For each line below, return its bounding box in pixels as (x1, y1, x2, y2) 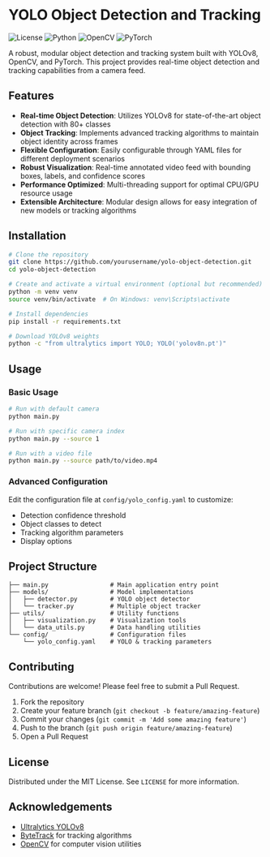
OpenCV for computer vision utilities (19, 838, 142, 849)
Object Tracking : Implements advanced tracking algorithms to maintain (19, 127, 259, 137)
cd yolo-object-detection (8, 265, 96, 273)
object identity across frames (19, 136, 118, 146)
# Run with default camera (8, 405, 100, 413)
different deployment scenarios (19, 153, 126, 163)
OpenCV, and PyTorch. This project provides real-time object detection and (8, 57, 259, 67)
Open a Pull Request (19, 732, 89, 742)
